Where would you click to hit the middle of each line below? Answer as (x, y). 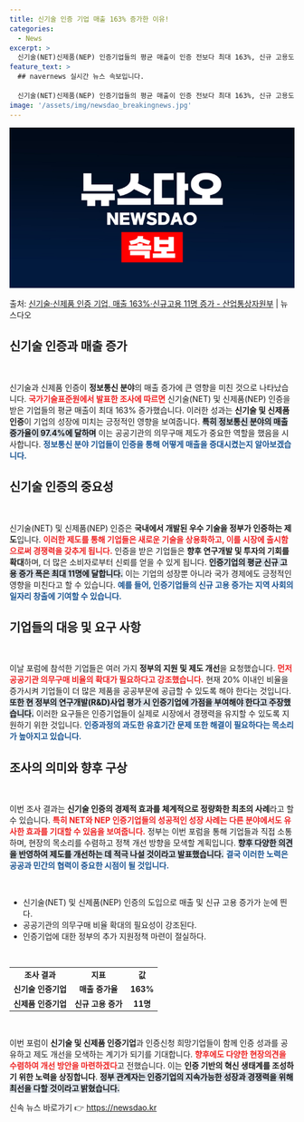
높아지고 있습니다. (50, 737)
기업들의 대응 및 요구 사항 (76, 627)
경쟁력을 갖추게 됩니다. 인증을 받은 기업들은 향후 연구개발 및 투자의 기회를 (161, 551)
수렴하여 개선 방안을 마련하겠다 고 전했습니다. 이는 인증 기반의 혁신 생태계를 (140, 1065)
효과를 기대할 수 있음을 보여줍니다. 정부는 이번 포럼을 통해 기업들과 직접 (151, 832)
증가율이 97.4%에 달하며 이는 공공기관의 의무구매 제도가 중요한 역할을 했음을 (145, 433)
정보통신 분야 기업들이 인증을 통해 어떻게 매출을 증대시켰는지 (148, 444)
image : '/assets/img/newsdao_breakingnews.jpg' (101, 105)
